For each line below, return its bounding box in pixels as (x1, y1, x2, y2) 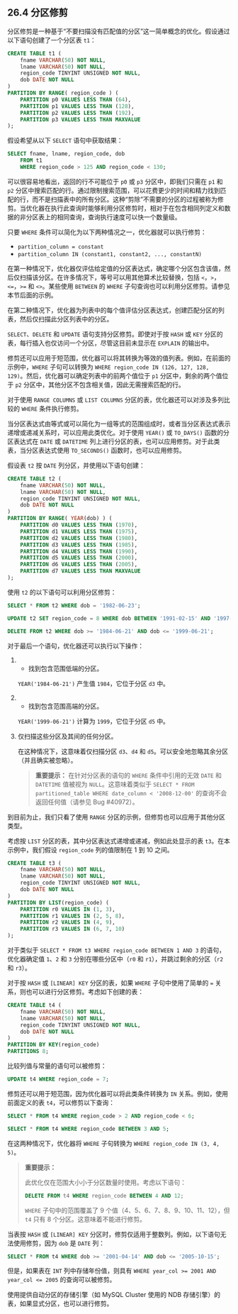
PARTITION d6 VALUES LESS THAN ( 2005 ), (20, 561, 138, 568)
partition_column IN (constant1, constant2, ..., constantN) (17, 250, 203, 258)
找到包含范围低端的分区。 (28, 664, 103, 673)
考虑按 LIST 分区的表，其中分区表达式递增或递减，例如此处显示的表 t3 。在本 (7, 837, 230, 845)
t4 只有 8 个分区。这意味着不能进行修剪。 (24, 1215, 147, 1223)
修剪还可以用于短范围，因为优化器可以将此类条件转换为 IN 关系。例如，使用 (7, 1089, 229, 1098)
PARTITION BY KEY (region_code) (7, 1042, 100, 1049)
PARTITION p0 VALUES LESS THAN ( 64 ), (20, 96, 132, 103)
